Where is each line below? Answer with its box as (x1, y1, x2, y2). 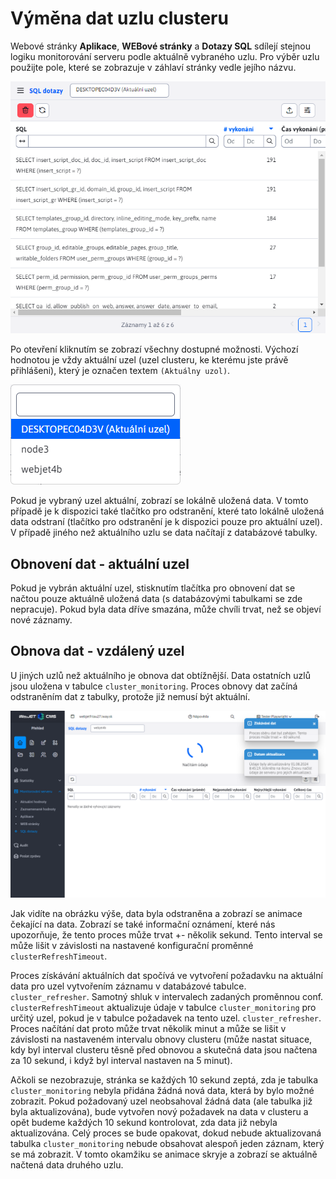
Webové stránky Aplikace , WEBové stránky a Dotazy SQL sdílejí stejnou (10, 40, 311, 52)
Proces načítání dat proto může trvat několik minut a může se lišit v (10, 1023, 287, 1034)
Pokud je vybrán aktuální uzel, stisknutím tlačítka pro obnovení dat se (10, 582, 296, 594)
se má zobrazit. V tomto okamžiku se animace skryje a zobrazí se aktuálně (10, 1148, 318, 1160)
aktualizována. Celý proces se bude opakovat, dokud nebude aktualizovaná (10, 1127, 322, 1139)
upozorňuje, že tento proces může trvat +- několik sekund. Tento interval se (10, 929, 323, 941)
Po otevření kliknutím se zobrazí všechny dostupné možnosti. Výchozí (10, 343, 299, 356)
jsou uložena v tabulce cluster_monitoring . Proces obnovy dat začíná (10, 680, 298, 692)
